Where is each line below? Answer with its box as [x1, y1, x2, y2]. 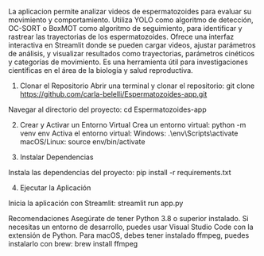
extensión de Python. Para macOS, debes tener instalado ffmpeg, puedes [8, 231, 250, 240]
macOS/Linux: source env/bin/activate [19, 137, 146, 146]
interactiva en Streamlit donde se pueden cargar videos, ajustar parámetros [8, 40, 256, 50]
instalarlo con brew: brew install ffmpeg [8, 239, 138, 248]
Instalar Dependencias [19, 152, 94, 162]
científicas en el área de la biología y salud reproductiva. [8, 66, 193, 75]
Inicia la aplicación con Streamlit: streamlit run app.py [8, 198, 184, 208]
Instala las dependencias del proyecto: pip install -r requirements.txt [8, 168, 232, 177]
